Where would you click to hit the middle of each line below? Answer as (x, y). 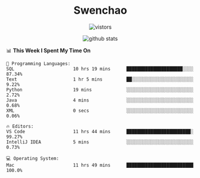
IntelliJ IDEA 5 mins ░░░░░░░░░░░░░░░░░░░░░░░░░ (100, 142)
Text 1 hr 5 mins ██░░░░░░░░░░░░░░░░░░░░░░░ (100, 79)
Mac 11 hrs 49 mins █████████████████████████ (100, 165)
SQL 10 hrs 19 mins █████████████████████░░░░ (100, 69)
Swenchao (100, 10)
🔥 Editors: (20, 126)
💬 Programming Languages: (38, 63)
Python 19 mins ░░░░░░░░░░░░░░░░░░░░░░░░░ (100, 90)
